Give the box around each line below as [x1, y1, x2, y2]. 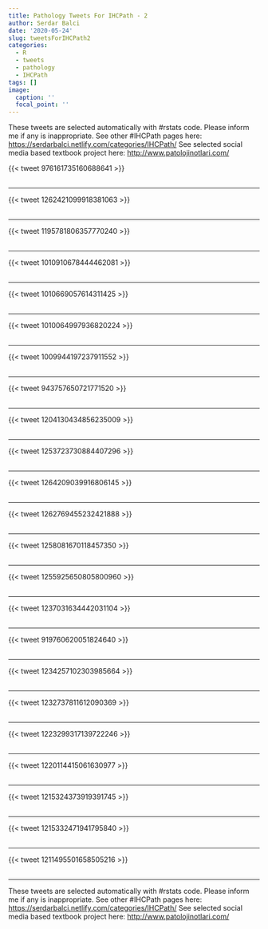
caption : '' [15, 93, 56, 101]
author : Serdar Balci [8, 19, 81, 27]
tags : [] [8, 78, 37, 86]
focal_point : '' [15, 101, 69, 109]
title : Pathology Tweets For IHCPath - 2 [8, 11, 148, 20]
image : [8, 85, 30, 94]
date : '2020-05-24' [8, 26, 73, 34]
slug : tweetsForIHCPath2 [8, 34, 91, 42]
